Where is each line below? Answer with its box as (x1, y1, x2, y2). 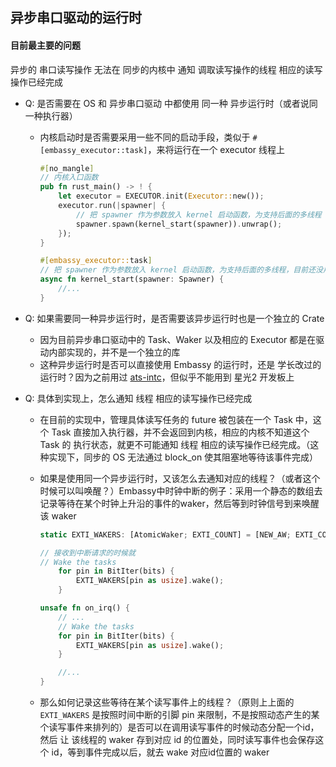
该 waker (39, 509, 77, 522)
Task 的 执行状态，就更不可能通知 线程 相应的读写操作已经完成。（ (39, 438, 311, 450)
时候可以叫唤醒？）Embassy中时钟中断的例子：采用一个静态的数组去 (39, 484, 323, 497)
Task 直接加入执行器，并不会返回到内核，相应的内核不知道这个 (51, 426, 310, 438)
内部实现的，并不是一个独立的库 (48, 346, 181, 358)
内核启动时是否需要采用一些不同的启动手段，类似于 (39, 131, 251, 143)
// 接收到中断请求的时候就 (39, 548, 136, 558)
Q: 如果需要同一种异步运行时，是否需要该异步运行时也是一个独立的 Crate (24, 312, 325, 324)
